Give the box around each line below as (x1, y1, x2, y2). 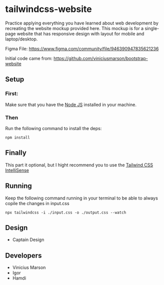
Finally (5, 148, 26, 157)
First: (5, 90, 18, 97)
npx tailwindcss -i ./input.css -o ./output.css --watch (5, 210, 126, 215)
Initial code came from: (5, 55, 52, 61)
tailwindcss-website (5, 3, 92, 15)
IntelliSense (5, 167, 29, 173)
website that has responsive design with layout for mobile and (16, 30, 144, 36)
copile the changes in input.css (5, 200, 69, 206)
